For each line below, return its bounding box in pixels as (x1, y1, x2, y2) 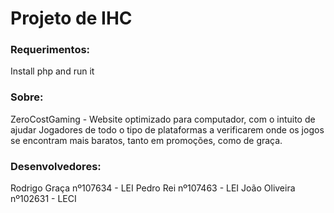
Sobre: (10, 90, 44, 104)
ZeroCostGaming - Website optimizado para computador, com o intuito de (10, 113, 316, 125)
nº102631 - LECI (10, 193, 77, 205)
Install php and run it (10, 65, 95, 77)
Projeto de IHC (10, 7, 133, 30)
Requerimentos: (10, 43, 91, 57)
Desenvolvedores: (10, 159, 102, 173)
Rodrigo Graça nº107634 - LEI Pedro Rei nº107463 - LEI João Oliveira (10, 182, 296, 194)
